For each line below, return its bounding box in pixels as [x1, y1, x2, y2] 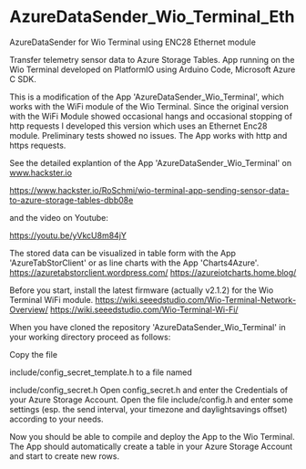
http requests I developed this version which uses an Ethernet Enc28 [9, 120, 268, 131]
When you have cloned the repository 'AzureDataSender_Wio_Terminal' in [9, 321, 287, 332]
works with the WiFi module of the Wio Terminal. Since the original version [9, 100, 290, 111]
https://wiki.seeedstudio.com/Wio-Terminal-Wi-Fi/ [49, 304, 239, 315]
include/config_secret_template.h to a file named [9, 367, 193, 378]
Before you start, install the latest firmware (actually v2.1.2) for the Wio [9, 285, 274, 296]
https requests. [9, 140, 66, 151]
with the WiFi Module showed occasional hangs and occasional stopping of [9, 110, 293, 121]
